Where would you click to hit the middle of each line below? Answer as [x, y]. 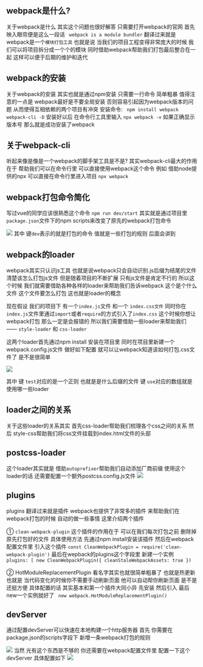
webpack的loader [40, 254]
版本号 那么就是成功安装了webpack [51, 124]
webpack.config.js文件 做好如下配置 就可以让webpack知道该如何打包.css [98, 350]
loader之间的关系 [39, 410]
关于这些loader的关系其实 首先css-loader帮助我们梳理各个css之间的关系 [97, 426]
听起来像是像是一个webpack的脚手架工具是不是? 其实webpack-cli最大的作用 [102, 161]
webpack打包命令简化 [48, 197]
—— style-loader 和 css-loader [46, 329]
